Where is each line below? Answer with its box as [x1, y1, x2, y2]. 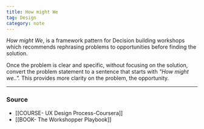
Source [6, 96, 29, 104]
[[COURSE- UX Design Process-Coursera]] [15, 109, 123, 116]
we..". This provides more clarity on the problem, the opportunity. [6, 74, 169, 82]
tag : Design [6, 15, 36, 21]
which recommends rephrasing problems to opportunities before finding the [6, 43, 197, 51]
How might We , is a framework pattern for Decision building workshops [6, 37, 185, 44]
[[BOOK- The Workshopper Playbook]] [15, 116, 112, 123]
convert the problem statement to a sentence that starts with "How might [6, 68, 189, 75]
